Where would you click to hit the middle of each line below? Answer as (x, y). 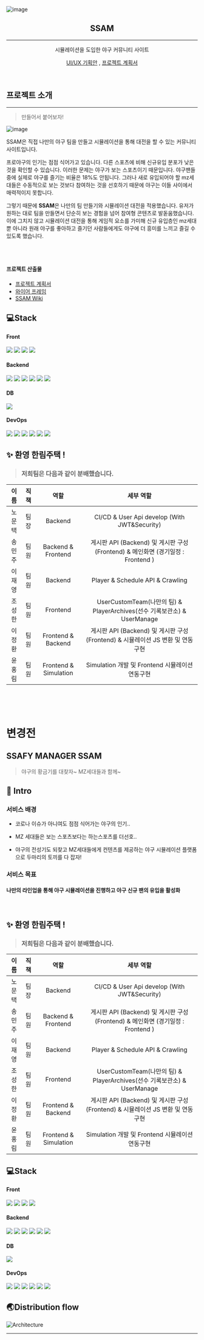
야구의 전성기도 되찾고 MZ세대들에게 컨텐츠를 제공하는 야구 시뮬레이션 (98, 850)
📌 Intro (19, 791)
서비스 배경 (22, 810)
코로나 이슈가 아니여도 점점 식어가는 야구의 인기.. (73, 824)
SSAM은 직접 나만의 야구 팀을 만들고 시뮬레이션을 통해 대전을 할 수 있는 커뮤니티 (101, 141)
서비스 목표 (22, 875)
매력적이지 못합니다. (30, 192)
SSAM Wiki (29, 298)
